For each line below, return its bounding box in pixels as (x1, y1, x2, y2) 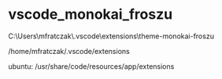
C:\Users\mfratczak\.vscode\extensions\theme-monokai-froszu (8, 31, 215, 41)
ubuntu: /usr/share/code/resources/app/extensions (8, 61, 175, 71)
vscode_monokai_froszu (8, 5, 173, 23)
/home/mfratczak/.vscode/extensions (8, 46, 130, 56)
